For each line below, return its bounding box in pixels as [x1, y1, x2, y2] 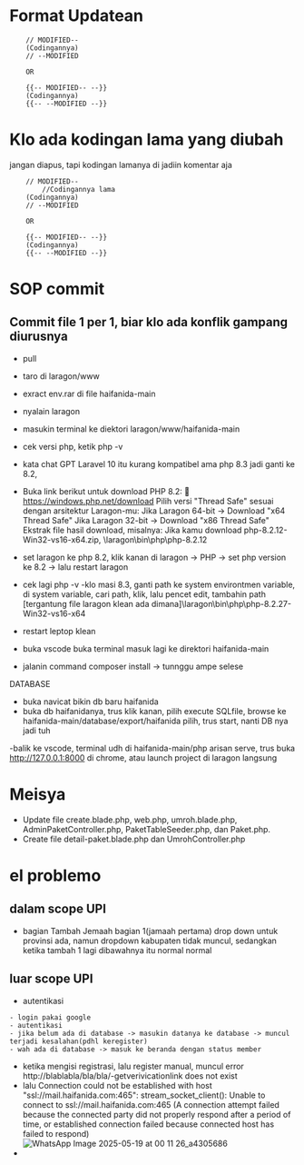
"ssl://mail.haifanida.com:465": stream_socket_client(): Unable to [22, 1090, 266, 1100]
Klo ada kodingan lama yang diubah [9, 129, 284, 150]
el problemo [9, 865, 102, 886]
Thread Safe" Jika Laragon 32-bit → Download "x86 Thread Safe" [22, 514, 270, 525]
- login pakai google [9, 1012, 92, 1022]
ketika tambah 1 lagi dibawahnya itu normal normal [22, 944, 212, 955]
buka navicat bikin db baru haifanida [22, 696, 159, 707]
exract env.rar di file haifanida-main [22, 388, 156, 399]
